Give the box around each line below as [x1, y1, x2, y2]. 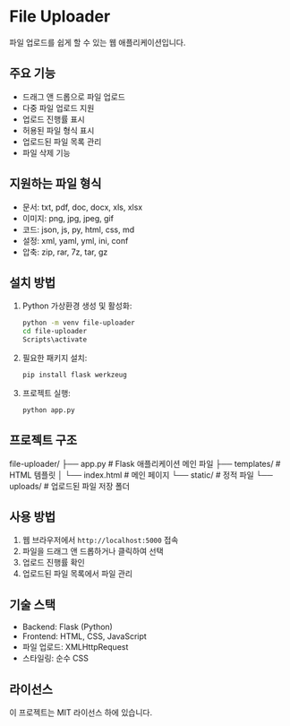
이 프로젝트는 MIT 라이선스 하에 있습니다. [9, 707, 153, 718]
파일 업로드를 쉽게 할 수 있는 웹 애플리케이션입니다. [9, 37, 186, 48]
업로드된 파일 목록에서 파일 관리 [21, 568, 132, 579]
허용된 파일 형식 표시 [21, 125, 95, 135]
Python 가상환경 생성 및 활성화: [21, 300, 132, 311]
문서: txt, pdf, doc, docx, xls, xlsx [21, 202, 143, 212]
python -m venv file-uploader [21, 318, 136, 328]
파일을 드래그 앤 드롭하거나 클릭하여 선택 [21, 546, 164, 557]
